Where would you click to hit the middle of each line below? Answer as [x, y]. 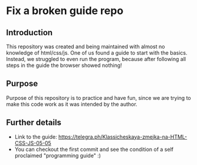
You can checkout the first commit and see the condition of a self [94, 149]
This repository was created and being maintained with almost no [86, 46]
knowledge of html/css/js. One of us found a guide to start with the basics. [97, 53]
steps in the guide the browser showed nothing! [64, 65]
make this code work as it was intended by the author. [72, 104]
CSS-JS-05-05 [33, 143]
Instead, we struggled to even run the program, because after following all [96, 59]
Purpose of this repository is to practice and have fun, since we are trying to [98, 97]
